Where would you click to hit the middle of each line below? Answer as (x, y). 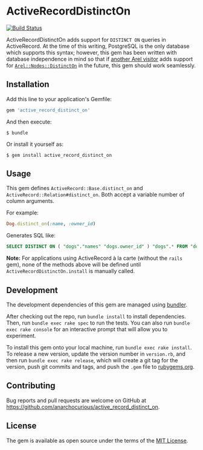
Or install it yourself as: (35, 144)
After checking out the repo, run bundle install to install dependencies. (96, 316)
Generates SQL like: (31, 236)
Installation (28, 84)
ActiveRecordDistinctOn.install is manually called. (71, 271)
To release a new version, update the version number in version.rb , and (96, 354)
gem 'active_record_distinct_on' (48, 110)
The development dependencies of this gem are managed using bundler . (97, 305)
